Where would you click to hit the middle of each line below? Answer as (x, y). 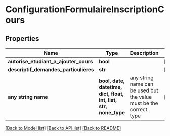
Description (144, 53)
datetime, (110, 87)
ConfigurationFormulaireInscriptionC (85, 9)
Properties (22, 39)
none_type (112, 112)
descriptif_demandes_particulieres (51, 70)
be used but (144, 90)
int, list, (108, 100)
